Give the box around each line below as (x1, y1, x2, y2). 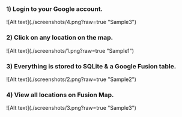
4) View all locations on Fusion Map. (6, 91, 114, 99)
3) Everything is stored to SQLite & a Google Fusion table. (6, 62, 177, 70)
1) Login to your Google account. (6, 5, 103, 13)
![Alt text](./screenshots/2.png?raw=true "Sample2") (6, 76, 137, 83)
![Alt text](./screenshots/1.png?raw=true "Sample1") (6, 47, 134, 54)
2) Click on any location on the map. (6, 34, 113, 42)
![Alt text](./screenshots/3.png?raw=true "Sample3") (6, 104, 137, 112)
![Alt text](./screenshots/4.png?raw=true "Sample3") (6, 19, 137, 26)
